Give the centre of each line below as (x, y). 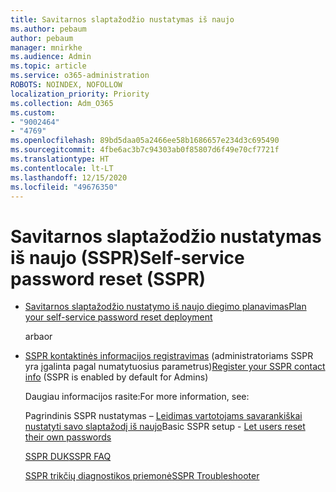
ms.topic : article (48, 66)
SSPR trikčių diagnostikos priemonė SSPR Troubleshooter (142, 476)
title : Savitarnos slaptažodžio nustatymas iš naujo (122, 19)
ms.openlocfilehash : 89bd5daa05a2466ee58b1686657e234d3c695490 (145, 141)
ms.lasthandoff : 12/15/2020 (69, 177)
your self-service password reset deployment (118, 317)
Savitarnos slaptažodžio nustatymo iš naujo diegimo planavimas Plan (165, 307)
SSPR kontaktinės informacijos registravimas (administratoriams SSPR (169, 356)
